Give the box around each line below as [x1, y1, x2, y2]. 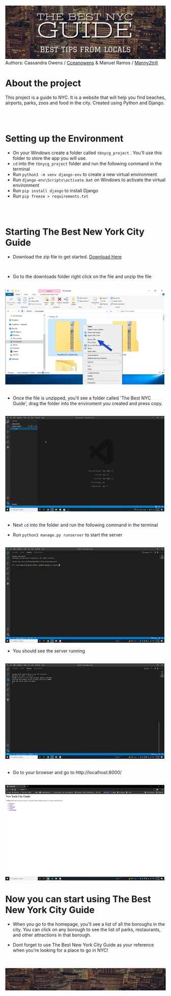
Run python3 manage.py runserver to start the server [12, 531, 123, 537]
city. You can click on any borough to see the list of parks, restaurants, [12, 926, 161, 932]
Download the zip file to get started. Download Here [12, 253, 122, 260]
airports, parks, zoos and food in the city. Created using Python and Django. [5, 100, 165, 106]
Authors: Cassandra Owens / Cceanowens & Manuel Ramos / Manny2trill [5, 60, 158, 66]
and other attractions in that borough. [12, 932, 92, 938]
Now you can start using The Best [5, 893, 151, 905]
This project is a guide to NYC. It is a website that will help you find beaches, [5, 94, 166, 100]
